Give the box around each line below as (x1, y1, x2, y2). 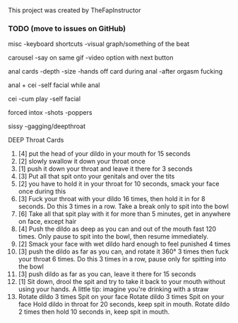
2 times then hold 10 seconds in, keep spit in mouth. (18, 307, 170, 316)
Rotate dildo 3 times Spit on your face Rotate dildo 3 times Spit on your (18, 293, 225, 301)
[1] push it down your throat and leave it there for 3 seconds (18, 164, 193, 173)
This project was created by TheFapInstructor (8, 6, 141, 14)
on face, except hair (18, 217, 77, 226)
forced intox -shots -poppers (8, 108, 93, 117)
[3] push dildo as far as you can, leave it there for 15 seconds (18, 270, 196, 278)
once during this (18, 187, 66, 195)
